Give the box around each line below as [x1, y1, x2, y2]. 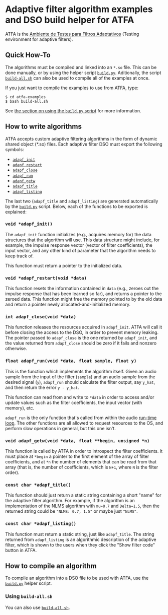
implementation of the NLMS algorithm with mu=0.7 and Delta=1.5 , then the [5, 503, 160, 509]
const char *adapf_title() [5, 482, 71, 488]
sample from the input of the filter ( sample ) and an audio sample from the [5, 374, 155, 380]
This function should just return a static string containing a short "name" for [5, 492, 161, 498]
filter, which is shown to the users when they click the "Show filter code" [5, 541, 155, 548]
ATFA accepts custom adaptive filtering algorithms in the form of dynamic [5, 135, 157, 142]
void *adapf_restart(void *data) [5, 275, 87, 281]
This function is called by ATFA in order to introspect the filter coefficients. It [5, 448, 163, 454]
